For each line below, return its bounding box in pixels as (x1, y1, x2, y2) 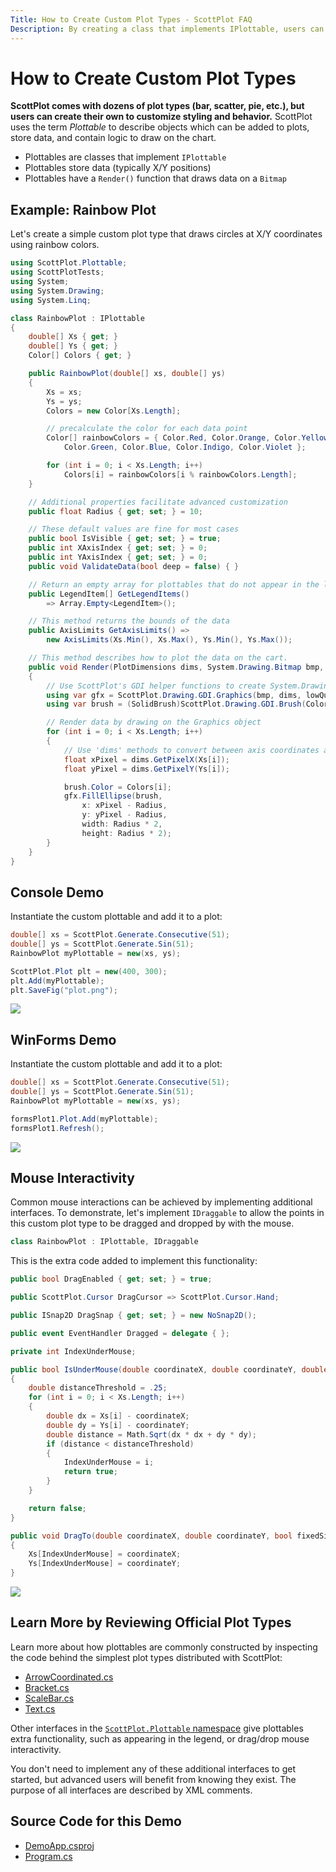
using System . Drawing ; (10, 286, 105, 296)
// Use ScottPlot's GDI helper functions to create (46, 681, 267, 691)
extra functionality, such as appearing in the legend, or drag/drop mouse (10, 1732, 310, 1745)
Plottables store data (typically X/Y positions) (24, 162, 212, 174)
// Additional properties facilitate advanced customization (28, 497, 288, 507)
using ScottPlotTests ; (10, 267, 105, 278)
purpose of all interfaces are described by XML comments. (10, 1784, 253, 1796)
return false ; (28, 1503, 87, 1513)
